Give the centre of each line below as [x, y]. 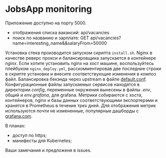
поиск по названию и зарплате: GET [51, 38]
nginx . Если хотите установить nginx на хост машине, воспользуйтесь [80, 63]
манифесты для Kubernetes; [42, 141]
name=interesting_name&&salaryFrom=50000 [60, 43]
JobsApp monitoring [48, 9]
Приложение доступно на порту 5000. [46, 23]
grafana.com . [19, 116]
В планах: [15, 126]
